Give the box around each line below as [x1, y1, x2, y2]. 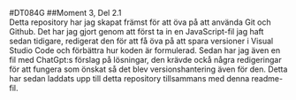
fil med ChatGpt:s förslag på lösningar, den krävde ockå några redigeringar [9, 55, 282, 65]
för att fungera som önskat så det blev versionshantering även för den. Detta [9, 64, 288, 74]
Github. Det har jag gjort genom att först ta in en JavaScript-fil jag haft [9, 27, 264, 36]
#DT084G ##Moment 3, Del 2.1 [9, 8, 122, 18]
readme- [251, 73, 284, 83]
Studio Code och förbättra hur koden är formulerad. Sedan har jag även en [9, 45, 281, 56]
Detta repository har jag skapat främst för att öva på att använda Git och [9, 17, 271, 27]
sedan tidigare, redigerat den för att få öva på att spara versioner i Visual [9, 35, 274, 46]
